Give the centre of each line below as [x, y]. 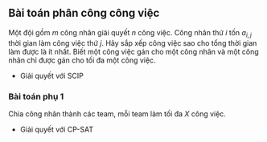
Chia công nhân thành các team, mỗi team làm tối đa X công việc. [117, 114]
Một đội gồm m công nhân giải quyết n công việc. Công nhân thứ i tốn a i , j [130, 33]
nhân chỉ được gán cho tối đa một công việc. [82, 60]
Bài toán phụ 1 [36, 96]
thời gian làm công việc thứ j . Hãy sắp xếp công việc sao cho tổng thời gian [133, 43]
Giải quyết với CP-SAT [57, 129]
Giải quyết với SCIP [52, 75]
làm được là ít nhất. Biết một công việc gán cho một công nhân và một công [133, 51]
